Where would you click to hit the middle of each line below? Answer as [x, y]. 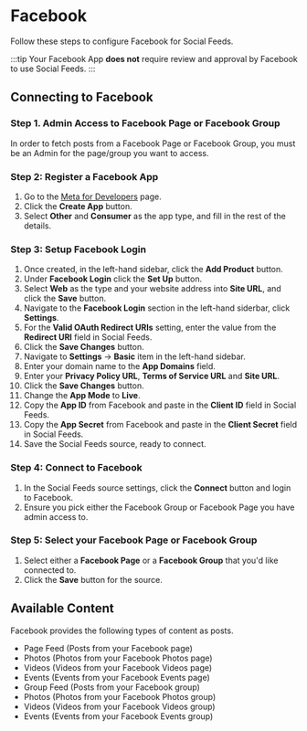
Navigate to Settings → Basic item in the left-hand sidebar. [134, 356]
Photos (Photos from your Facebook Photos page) [118, 658]
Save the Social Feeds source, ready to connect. [115, 444]
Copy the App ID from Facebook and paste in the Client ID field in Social [160, 405]
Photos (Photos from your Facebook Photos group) [120, 696]
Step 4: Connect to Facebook [76, 468]
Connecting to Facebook [82, 97]
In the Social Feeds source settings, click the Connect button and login [157, 487]
